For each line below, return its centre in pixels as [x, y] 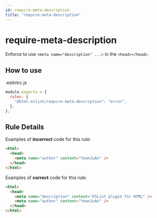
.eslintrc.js [16, 83]
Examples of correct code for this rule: [46, 178]
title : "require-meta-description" [43, 15]
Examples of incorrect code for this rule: [48, 139]
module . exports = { [26, 92]
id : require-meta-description [38, 10]
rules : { [19, 97]
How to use [24, 70]
